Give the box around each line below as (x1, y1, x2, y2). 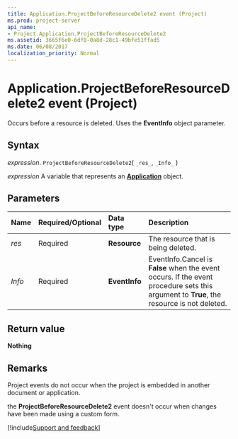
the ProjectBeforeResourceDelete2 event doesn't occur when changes (7, 402, 217, 411)
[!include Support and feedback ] (7, 423, 101, 432)
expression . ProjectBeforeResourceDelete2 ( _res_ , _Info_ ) (7, 158, 178, 166)
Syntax (7, 139, 40, 152)
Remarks (7, 362, 48, 374)
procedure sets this (148, 281, 213, 291)
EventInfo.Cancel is (148, 254, 213, 264)
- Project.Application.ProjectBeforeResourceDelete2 (7, 30, 166, 38)
